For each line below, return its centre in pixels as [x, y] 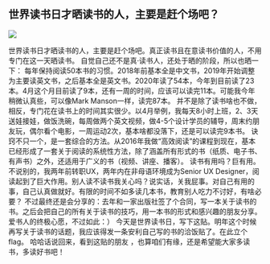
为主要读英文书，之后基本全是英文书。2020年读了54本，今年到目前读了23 [131, 80]
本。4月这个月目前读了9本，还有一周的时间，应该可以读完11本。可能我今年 [132, 90]
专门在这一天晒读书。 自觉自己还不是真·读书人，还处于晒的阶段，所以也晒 [130, 60]
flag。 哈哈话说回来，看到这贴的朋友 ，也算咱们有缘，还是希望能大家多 [126, 241]
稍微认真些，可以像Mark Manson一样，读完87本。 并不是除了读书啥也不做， [135, 101]
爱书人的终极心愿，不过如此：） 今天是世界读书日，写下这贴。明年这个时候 [133, 221]
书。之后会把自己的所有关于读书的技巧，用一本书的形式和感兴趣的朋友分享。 [135, 211]
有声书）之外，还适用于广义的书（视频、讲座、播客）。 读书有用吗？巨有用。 [134, 161]
